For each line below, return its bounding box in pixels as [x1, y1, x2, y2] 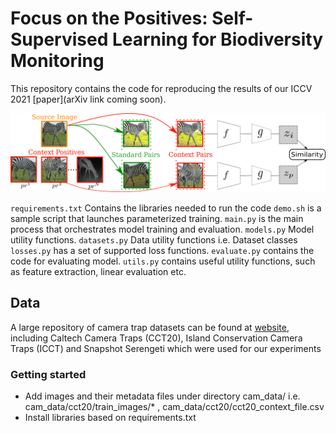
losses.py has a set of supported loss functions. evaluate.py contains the [10, 244, 315, 256]
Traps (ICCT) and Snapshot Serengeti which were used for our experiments [10, 342, 322, 354]
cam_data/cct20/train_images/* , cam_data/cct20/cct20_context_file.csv [24, 401, 325, 413]
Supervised [10, 28, 109, 51]
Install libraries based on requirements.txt [24, 412, 197, 424]
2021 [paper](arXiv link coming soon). [10, 93, 167, 105]
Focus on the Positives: [10, 7, 208, 30]
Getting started [10, 367, 87, 381]
